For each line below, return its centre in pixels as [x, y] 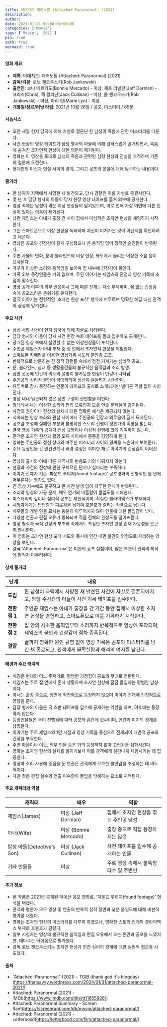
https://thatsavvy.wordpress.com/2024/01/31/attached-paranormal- [84, 982]
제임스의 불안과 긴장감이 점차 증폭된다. [67, 633]
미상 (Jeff [72, 813]
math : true [16, 42]
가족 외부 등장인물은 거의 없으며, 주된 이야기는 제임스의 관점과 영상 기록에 [83, 274]
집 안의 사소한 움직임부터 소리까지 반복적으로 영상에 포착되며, [91, 625]
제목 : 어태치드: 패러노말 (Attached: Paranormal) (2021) [66, 75]
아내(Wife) [20, 833]
